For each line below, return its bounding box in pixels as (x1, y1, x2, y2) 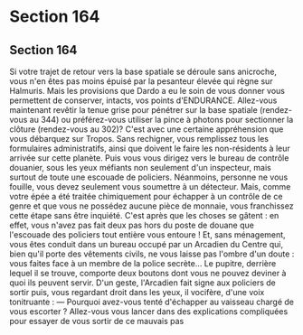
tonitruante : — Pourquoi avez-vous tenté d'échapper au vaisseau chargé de (9, 296, 295, 307)
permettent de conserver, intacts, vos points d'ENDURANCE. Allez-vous (9, 95, 278, 106)
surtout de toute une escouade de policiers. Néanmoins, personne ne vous (9, 172, 289, 182)
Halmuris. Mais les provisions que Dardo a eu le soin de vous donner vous (9, 86, 285, 96)
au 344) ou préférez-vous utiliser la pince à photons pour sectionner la (29, 115, 294, 125)
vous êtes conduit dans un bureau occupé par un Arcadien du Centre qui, (9, 239, 283, 249)
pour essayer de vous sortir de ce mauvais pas (9, 316, 185, 326)
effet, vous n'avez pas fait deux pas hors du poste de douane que (9, 219, 255, 230)
